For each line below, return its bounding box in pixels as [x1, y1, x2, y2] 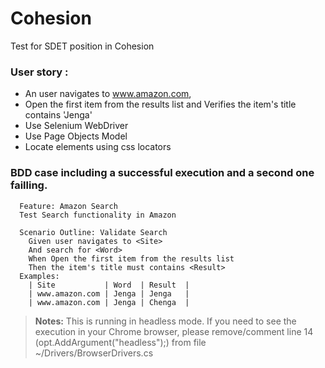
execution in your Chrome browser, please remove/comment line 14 [34, 325, 314, 337]
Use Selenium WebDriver [24, 120, 129, 132]
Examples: [19, 271, 60, 281]
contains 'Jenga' [24, 109, 93, 121]
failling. [10, 178, 48, 192]
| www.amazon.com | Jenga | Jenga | [28, 288, 190, 299]
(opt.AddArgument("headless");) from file [34, 336, 207, 348]
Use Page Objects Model [24, 130, 128, 142]
